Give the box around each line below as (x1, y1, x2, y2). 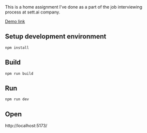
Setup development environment (5, 32, 106, 40)
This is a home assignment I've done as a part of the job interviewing (5, 4, 143, 10)
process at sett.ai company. (5, 9, 60, 15)
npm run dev (5, 97, 29, 102)
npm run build (5, 71, 34, 76)
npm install (5, 45, 29, 50)
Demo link (5, 19, 25, 24)
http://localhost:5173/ (5, 123, 47, 129)
